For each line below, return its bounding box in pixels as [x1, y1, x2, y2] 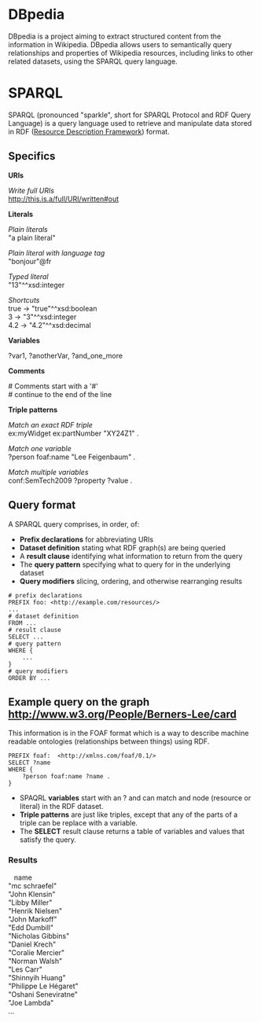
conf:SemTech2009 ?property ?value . [8, 476, 133, 485]
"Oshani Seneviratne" [8, 989, 79, 999]
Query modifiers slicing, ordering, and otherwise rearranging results [19, 576, 242, 586]
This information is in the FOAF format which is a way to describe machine [8, 729, 249, 738]
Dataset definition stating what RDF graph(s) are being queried [19, 542, 226, 552]
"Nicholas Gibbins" [8, 931, 70, 940]
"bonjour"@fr [8, 256, 52, 266]
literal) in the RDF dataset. [19, 802, 104, 811]
